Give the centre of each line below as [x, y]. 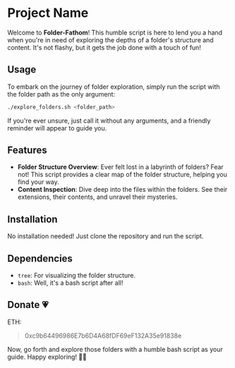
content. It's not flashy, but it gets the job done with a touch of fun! [104, 47]
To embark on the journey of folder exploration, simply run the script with [114, 87]
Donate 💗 [28, 305]
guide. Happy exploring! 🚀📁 [47, 357]
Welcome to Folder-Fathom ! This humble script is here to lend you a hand [115, 32]
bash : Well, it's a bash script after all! [70, 283]
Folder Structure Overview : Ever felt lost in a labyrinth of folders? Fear [120, 167]
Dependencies [40, 258]
